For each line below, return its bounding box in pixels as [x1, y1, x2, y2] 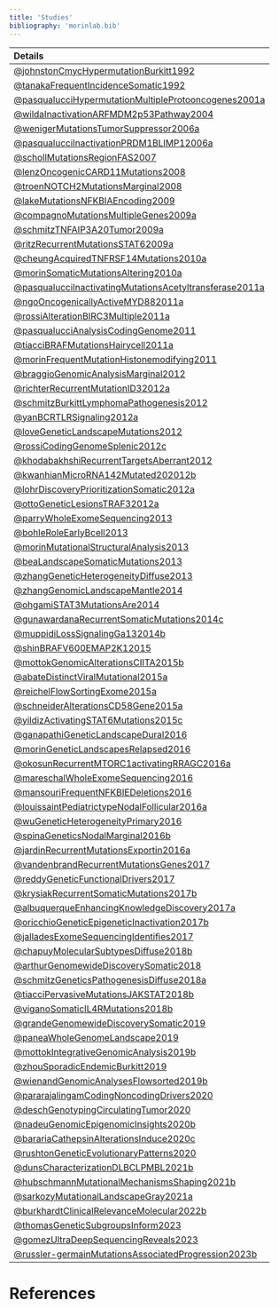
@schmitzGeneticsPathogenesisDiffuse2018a [13, 973, 206, 986]
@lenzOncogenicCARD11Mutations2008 [13, 165, 186, 178]
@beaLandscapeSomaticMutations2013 [13, 555, 183, 567]
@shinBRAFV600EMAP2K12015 [13, 641, 152, 654]
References [9, 1283, 96, 1304]
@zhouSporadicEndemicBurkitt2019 [13, 1060, 167, 1073]
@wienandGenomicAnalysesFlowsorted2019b [13, 1074, 208, 1087]
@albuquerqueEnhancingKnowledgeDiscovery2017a [13, 901, 236, 914]
